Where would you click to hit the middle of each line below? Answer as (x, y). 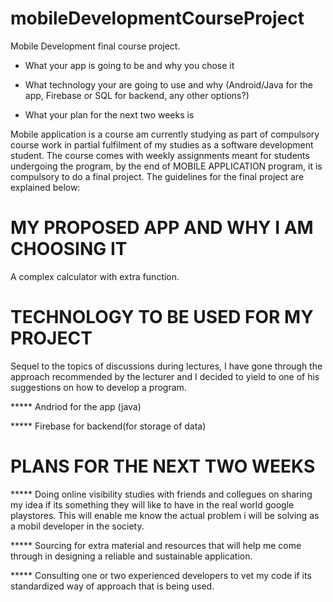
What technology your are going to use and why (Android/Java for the (168, 84)
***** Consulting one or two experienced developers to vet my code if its (161, 575)
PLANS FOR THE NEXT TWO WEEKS (163, 466)
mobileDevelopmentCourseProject (157, 18)
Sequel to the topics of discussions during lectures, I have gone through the (166, 366)
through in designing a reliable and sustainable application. (131, 556)
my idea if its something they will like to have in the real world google (152, 504)
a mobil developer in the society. (77, 526)
